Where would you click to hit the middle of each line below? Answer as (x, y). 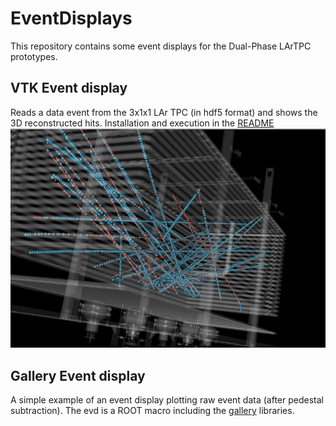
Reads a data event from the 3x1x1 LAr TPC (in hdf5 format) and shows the (164, 112)
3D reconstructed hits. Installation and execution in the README (142, 123)
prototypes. (34, 56)
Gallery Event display (78, 375)
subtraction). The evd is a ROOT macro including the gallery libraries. (152, 411)
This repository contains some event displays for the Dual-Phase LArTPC (161, 46)
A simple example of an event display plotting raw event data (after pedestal (167, 400)
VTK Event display (69, 88)
